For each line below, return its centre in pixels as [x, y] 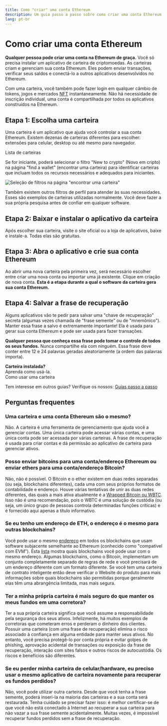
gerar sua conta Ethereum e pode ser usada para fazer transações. [74, 331]
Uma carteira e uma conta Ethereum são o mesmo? [68, 416]
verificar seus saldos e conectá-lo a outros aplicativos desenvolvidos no [80, 73]
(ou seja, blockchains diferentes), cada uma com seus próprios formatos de [83, 484]
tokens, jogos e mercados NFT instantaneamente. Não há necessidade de [81, 94]
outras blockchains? [30, 530]
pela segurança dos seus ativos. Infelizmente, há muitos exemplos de [77, 619]
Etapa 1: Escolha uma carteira [52, 120]
